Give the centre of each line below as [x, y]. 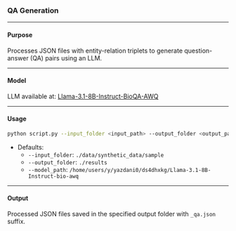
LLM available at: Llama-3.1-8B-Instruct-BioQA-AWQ [83, 96]
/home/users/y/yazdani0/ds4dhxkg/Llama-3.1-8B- [140, 170]
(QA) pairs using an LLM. [66, 58]
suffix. [17, 221]
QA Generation [33, 11]
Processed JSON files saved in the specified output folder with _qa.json [112, 213]
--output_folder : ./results [67, 162]
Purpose [20, 34]
